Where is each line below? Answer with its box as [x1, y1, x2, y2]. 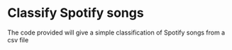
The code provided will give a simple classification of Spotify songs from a [7, 28, 226, 37]
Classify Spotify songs [7, 5, 144, 21]
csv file [7, 35, 29, 44]
